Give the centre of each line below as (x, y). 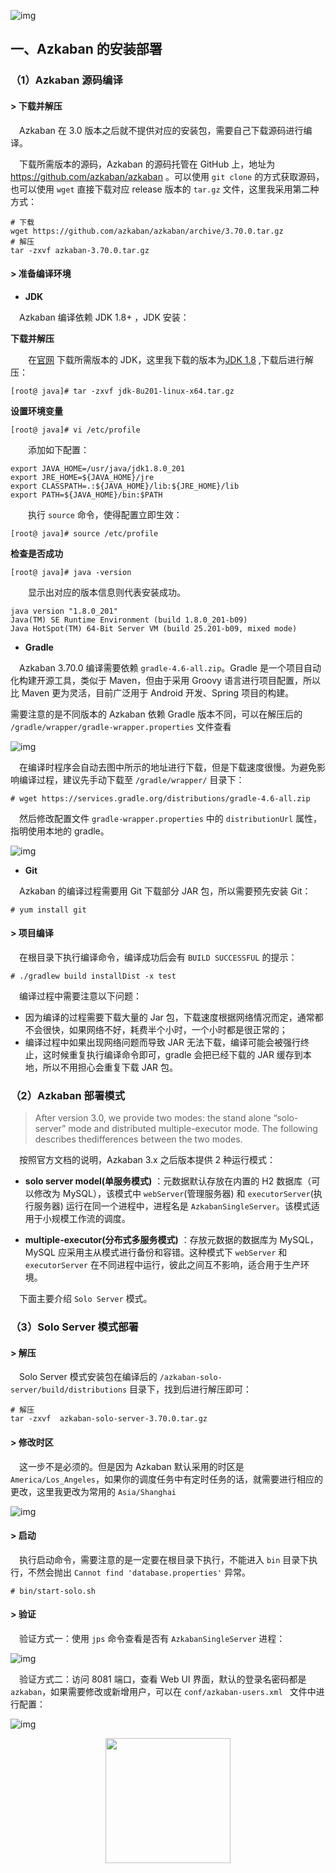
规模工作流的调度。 (91, 1219)
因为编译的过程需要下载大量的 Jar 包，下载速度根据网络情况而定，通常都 (174, 1017)
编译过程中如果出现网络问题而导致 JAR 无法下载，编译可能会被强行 (163, 1042)
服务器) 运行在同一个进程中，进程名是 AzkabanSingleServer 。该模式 (172, 1206)
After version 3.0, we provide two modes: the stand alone (153, 1118)
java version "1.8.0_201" (64, 611)
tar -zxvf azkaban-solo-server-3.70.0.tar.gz (109, 1419)
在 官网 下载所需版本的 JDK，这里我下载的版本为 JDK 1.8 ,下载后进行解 (171, 359)
